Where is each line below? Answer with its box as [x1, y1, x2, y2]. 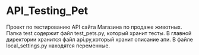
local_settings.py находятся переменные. [6, 42, 110, 49]
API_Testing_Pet [6, 4, 89, 18]
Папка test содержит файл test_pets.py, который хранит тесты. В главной [6, 29, 192, 36]
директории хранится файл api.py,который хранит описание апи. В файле [6, 36, 193, 43]
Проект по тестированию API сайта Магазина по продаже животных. [6, 23, 182, 30]
